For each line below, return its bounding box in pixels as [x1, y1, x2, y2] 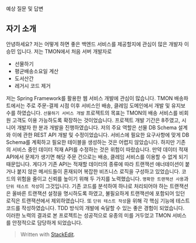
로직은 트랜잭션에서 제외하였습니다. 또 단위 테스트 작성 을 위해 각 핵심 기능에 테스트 [6, 197, 190, 204]
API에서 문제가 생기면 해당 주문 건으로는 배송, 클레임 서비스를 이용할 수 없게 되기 [6, 153, 188, 160]
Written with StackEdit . [20, 231, 76, 238]
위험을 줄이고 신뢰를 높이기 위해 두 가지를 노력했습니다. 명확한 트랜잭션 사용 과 [16, 175, 189, 182]
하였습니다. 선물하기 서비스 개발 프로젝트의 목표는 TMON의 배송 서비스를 [16, 109, 178, 116]
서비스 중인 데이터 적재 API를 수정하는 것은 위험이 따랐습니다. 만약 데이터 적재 [12, 146, 188, 153]
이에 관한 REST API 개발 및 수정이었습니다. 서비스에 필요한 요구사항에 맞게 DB [12, 131, 190, 138]
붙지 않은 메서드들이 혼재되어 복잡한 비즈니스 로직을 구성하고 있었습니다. [16, 167, 181, 174]
